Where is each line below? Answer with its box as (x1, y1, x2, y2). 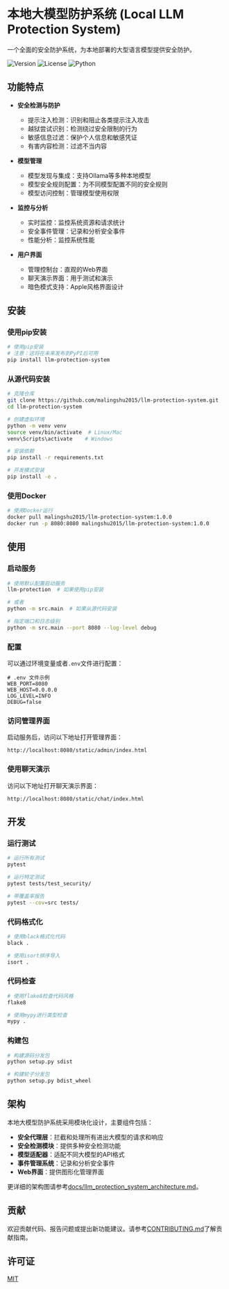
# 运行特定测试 (7, 873, 45, 881)
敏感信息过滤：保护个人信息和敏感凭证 (27, 133, 137, 141)
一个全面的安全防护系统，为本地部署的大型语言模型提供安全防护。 (7, 45, 196, 54)
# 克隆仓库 (7, 391, 35, 397)
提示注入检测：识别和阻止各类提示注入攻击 (27, 115, 150, 124)
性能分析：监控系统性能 (27, 236, 95, 244)
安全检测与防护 (17, 101, 60, 109)
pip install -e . (7, 473, 58, 480)
